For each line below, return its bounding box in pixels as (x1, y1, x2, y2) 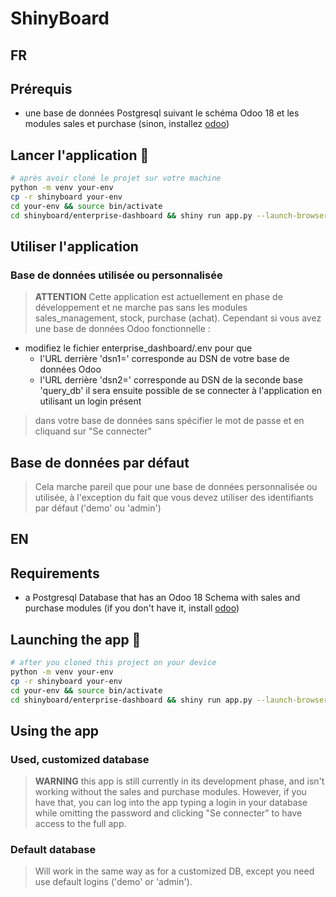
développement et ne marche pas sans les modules (34, 302, 248, 314)
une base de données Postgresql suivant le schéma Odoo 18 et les (24, 107, 300, 119)
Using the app (10, 722, 100, 739)
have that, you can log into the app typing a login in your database (34, 797, 308, 809)
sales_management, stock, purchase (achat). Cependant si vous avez (34, 312, 322, 324)
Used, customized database (10, 752, 150, 766)
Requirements (10, 565, 100, 582)
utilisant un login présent (39, 395, 142, 407)
